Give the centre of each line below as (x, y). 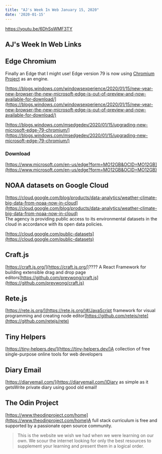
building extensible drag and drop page (46, 272)
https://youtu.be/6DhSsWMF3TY (39, 28)
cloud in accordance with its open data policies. (54, 224)
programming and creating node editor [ (46, 316)
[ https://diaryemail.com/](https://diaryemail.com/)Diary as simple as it (77, 382)
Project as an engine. (27, 78)
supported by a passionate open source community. (59, 425)
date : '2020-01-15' (25, 14)
